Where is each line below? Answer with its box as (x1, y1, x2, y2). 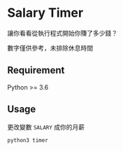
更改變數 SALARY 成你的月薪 (7, 122, 85, 131)
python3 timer (7, 136, 49, 144)
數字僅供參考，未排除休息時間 (7, 43, 93, 52)
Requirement (7, 64, 65, 76)
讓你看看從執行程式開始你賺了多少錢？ (7, 29, 117, 37)
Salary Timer (7, 5, 84, 21)
